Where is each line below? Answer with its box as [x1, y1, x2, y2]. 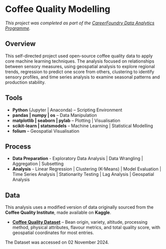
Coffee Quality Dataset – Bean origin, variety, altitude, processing [12, 219, 148, 225]
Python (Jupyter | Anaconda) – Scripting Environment [12, 107, 122, 113]
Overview [5, 40, 36, 48]
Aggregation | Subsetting [12, 161, 64, 167]
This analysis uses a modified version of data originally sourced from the [5, 204, 154, 210]
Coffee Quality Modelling [5, 3, 111, 15]
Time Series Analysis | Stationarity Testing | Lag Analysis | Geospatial [12, 171, 155, 177]
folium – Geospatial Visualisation [12, 128, 79, 134]
